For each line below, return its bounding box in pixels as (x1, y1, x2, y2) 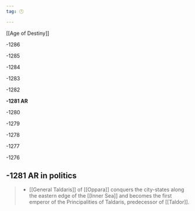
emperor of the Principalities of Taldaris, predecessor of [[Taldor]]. (29, 199, 190, 206)
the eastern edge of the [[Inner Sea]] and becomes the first (29, 192, 172, 199)
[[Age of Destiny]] (6, 30, 50, 37)
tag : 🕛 (6, 8, 24, 15)
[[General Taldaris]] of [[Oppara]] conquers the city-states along (29, 186, 184, 193)
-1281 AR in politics (6, 171, 77, 181)
